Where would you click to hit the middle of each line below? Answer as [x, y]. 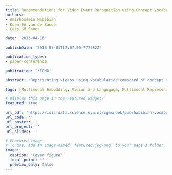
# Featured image [24, 141]
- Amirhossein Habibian [31, 19]
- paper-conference [26, 61]
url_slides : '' [21, 132]
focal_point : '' [27, 160]
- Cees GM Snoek [23, 29]
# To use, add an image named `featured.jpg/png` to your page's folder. [86, 146]
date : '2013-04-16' [26, 38]
